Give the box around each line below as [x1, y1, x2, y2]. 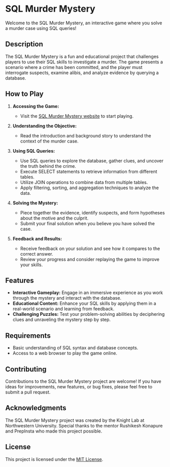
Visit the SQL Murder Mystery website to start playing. [20, 113, 133, 119]
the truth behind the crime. [20, 163, 76, 169]
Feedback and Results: [12, 235, 62, 241]
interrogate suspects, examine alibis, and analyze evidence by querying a [5, 69, 159, 76]
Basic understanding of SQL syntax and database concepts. [12, 345, 139, 351]
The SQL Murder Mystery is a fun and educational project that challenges [5, 53, 159, 59]
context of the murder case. [20, 138, 79, 144]
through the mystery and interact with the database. [12, 295, 122, 301]
